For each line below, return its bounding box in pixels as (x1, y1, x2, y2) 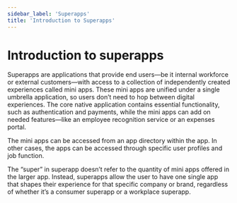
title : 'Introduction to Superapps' (7, 17, 115, 24)
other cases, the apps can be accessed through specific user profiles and (7, 144, 223, 152)
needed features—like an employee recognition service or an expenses (7, 116, 215, 124)
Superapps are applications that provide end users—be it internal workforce (7, 70, 229, 79)
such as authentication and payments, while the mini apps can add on (7, 108, 211, 116)
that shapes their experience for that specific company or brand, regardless (7, 180, 229, 189)
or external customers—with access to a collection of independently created (7, 78, 231, 87)
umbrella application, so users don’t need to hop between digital (7, 93, 195, 101)
